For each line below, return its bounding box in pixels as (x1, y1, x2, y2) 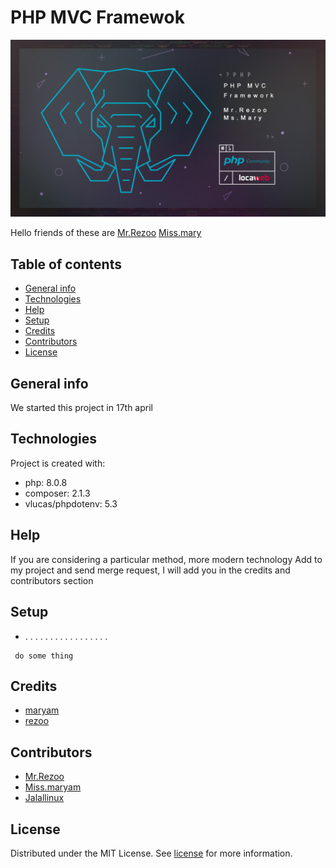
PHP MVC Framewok (10, 6, 185, 29)
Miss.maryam (24, 781, 82, 793)
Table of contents (10, 256, 122, 273)
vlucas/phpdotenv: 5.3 (24, 497, 118, 510)
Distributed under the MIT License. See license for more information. (10, 847, 293, 859)
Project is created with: (10, 457, 106, 469)
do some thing (14, 651, 74, 661)
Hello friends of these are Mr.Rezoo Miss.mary (10, 227, 202, 239)
